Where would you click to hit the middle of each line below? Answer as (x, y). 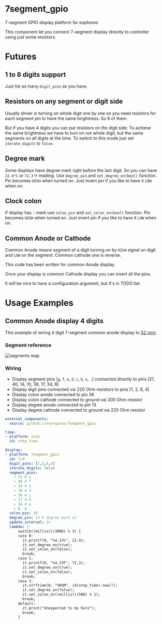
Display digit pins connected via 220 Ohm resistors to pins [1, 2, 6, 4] (81, 389)
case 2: (26, 581)
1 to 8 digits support (36, 75)
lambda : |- (20, 527)
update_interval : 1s (30, 522)
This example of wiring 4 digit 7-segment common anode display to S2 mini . (81, 333)
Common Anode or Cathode (48, 238)
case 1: (26, 558)
